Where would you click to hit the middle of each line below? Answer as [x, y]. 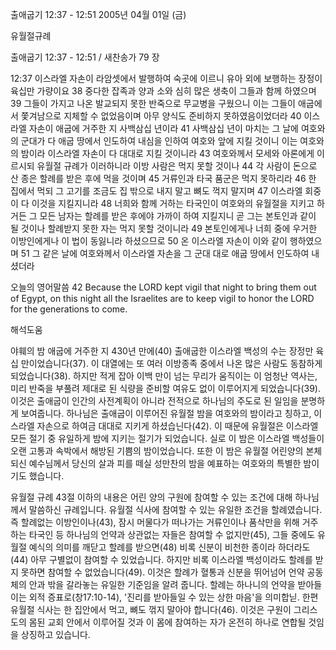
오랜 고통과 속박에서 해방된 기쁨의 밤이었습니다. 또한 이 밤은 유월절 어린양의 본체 [166, 451]
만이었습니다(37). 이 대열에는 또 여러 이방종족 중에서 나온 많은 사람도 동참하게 [171, 363]
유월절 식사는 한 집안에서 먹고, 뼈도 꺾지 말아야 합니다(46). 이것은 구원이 [151, 609]
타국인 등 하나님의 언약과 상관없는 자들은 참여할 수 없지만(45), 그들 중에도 [172, 534]
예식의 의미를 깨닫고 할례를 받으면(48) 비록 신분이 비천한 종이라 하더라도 [169, 547]
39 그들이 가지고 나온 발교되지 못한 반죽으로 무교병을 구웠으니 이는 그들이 [153, 103]
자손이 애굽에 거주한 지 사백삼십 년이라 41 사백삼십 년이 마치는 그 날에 [163, 128]
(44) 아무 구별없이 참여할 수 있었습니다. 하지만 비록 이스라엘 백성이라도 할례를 [161, 559]
